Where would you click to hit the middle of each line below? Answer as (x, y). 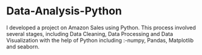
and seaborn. (23, 47)
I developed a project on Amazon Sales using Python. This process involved (101, 27)
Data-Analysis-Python (64, 11)
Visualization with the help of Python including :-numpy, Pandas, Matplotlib (100, 40)
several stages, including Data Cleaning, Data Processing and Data (90, 33)
